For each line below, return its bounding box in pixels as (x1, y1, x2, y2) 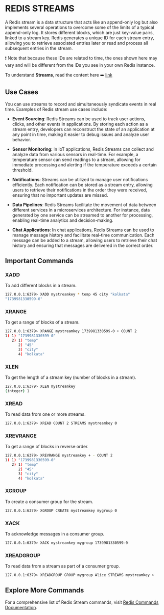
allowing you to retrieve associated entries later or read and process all (5, 40, 148, 46)
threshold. (12, 167, 33, 173)
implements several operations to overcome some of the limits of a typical (5, 24, 154, 30)
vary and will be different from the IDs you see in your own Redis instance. (5, 62, 155, 68)
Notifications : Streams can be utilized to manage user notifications (12, 176, 148, 182)
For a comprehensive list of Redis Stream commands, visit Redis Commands (5, 599, 159, 605)
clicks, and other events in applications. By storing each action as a (12, 121, 148, 127)
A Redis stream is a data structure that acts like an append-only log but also (5, 19, 158, 25)
